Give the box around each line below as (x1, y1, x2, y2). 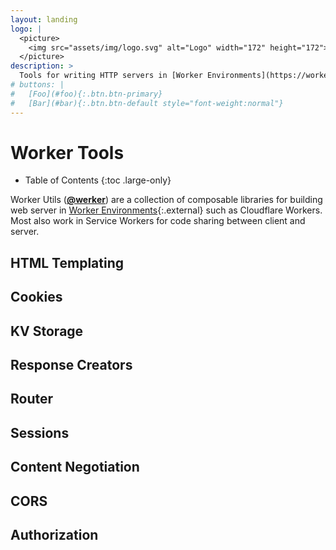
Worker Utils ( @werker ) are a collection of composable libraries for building (10, 194, 323, 206)
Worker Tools (10, 141, 125, 164)
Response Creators (10, 357, 133, 373)
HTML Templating (10, 254, 125, 271)
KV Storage (10, 322, 84, 340)
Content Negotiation (10, 459, 140, 476)
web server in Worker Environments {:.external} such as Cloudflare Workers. (10, 204, 323, 216)
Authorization (10, 526, 99, 543)
